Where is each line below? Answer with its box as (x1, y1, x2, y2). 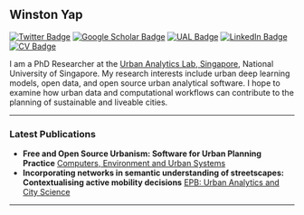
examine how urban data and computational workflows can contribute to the (9, 87, 294, 98)
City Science (22, 187, 71, 198)
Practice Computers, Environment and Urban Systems (22, 158, 226, 169)
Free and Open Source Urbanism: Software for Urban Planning (22, 148, 262, 159)
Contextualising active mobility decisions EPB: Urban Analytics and (22, 177, 280, 188)
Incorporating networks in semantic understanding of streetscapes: (22, 167, 285, 179)
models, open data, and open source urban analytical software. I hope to (9, 77, 280, 89)
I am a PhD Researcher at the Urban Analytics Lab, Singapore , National (9, 58, 274, 69)
